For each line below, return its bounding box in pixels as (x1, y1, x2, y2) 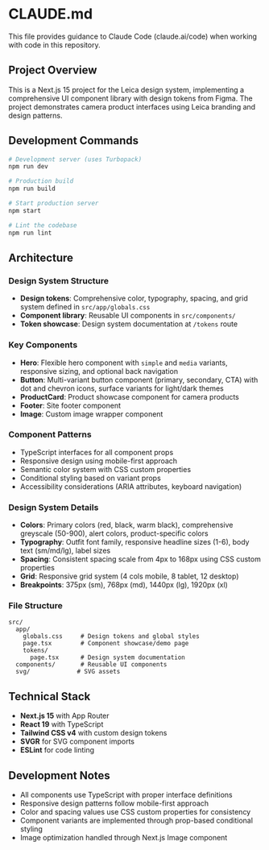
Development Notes (8, 769, 110, 782)
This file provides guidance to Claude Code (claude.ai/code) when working (8, 31, 258, 41)
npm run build (8, 185, 56, 193)
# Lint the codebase (8, 221, 78, 230)
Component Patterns (8, 429, 92, 440)
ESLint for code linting (19, 745, 95, 755)
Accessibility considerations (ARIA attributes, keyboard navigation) (19, 481, 242, 491)
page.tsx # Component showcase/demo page (23, 640, 189, 648)
